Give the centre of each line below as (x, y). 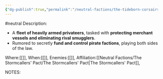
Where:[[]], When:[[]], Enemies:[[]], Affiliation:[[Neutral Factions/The (73, 57)
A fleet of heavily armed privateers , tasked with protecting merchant (82, 32)
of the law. (22, 48)
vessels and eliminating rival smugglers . (54, 38)
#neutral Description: (26, 23)
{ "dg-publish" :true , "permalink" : (39, 9)
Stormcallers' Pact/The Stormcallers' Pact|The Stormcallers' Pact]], (73, 63)
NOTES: (13, 72)
